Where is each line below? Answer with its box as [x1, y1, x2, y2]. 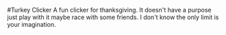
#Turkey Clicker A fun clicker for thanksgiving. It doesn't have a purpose [7, 6, 212, 14]
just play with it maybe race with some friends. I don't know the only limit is [7, 13, 219, 21]
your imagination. [7, 21, 56, 28]
